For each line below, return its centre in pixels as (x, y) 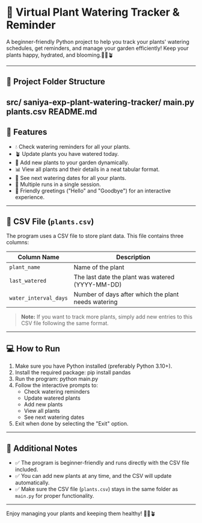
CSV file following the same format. (65, 323)
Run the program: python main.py (57, 379)
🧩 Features (27, 132)
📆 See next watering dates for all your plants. (70, 178)
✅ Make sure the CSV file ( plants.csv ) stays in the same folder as (96, 489)
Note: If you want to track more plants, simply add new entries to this (107, 317)
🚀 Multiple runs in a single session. (58, 184)
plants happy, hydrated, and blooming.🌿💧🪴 (60, 55)
